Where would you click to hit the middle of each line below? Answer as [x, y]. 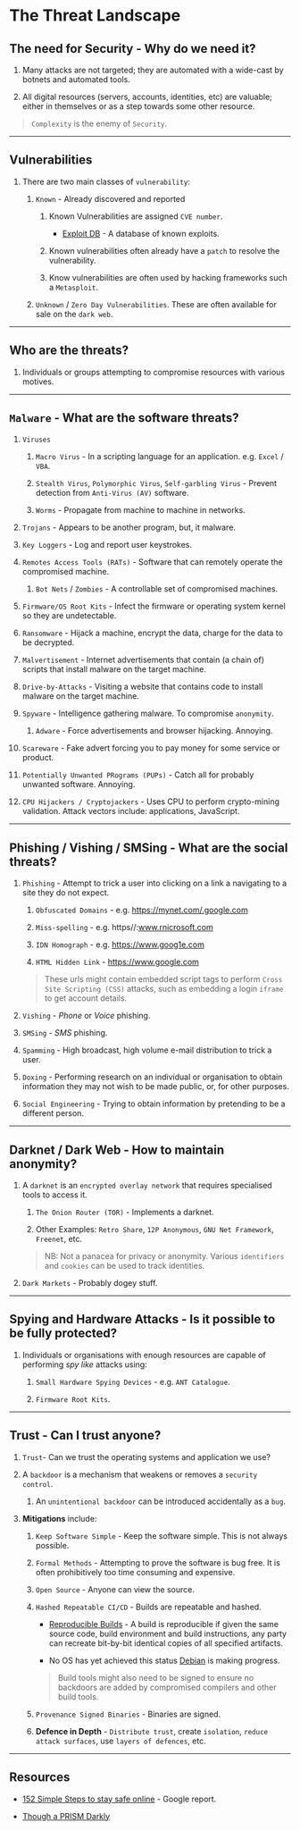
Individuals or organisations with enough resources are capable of [144, 1355]
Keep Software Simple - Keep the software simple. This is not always [162, 1536]
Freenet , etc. [59, 1239]
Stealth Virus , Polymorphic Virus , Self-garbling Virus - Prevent [156, 483]
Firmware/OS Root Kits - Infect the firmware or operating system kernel [154, 606]
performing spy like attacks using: [84, 1364]
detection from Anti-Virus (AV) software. [112, 493]
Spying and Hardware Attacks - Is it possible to [142, 1319]
